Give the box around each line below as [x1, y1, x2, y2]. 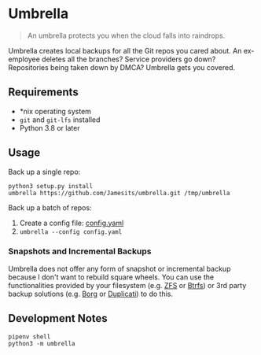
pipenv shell [8, 332, 51, 341]
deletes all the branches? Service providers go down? [42, 54, 216, 64]
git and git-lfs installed [19, 115, 101, 124]
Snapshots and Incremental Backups [8, 246, 152, 257]
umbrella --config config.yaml [19, 227, 123, 236]
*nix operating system [19, 106, 92, 116]
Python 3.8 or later [19, 123, 80, 132]
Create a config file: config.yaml [19, 218, 124, 227]
